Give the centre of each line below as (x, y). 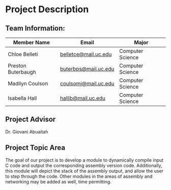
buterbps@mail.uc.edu (87, 69)
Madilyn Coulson (28, 84)
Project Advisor (31, 119)
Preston (17, 66)
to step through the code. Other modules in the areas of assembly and (79, 176)
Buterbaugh (22, 72)
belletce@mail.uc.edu (86, 54)
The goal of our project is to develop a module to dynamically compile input (84, 160)
